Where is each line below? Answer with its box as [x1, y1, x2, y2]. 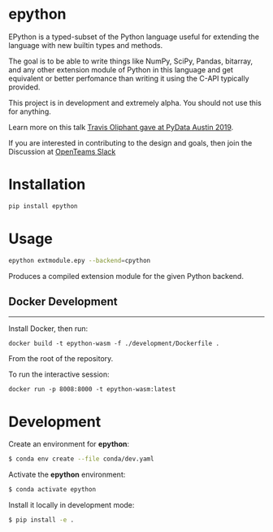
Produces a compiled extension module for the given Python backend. [8, 271, 244, 281]
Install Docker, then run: [8, 324, 89, 334]
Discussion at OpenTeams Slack [8, 146, 116, 156]
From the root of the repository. [8, 354, 114, 364]
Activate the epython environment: [8, 469, 126, 480]
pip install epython [8, 202, 79, 210]
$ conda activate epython [8, 486, 96, 494]
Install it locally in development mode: [8, 500, 135, 510]
